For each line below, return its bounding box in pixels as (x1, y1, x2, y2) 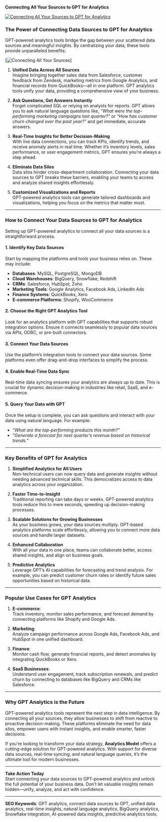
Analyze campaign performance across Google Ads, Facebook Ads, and (12, 631, 160, 637)
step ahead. (12, 154, 37, 160)
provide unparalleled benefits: (5, 48, 66, 54)
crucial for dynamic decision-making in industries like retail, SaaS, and (5, 385, 148, 390)
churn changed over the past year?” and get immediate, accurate (12, 119, 146, 125)
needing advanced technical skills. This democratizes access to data (12, 476, 153, 482)
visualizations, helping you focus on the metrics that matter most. (12, 200, 146, 206)
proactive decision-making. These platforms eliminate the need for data (5, 720, 151, 726)
